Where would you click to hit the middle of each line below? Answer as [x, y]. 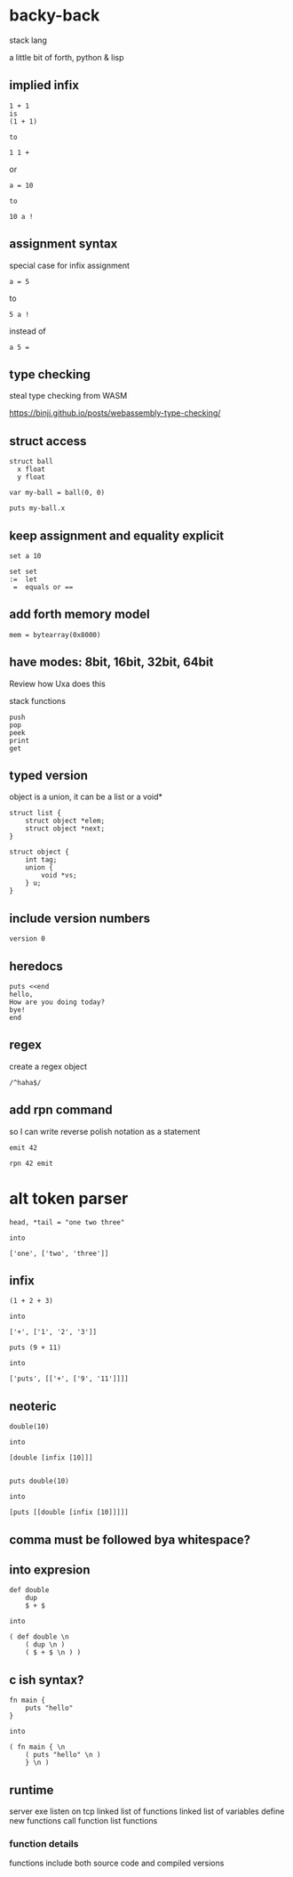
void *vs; [59, 876]
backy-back [55, 16]
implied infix [44, 85]
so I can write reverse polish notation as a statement [105, 1131]
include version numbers [80, 918]
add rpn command [61, 1110]
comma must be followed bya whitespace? [130, 1539]
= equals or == [43, 587]
